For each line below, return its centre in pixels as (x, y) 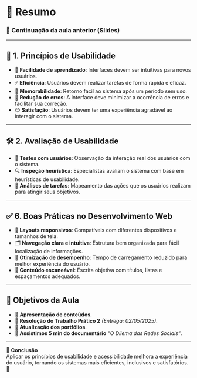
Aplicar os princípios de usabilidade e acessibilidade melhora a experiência (97, 356)
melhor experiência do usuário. (52, 263)
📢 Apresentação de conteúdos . (53, 315)
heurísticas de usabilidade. (47, 179)
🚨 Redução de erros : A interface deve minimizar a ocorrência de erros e (102, 98)
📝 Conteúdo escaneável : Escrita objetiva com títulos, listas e (88, 270)
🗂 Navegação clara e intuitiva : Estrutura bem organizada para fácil (97, 243)
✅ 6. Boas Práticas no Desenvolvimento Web (89, 216)
